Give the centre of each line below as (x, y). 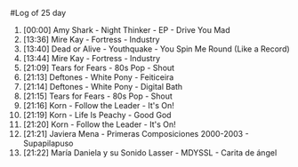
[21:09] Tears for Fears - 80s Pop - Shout (99, 68)
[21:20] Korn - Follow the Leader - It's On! (99, 124)
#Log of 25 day (38, 13)
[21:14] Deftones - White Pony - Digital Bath (103, 87)
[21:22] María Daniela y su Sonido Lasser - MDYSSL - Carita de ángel (150, 153)
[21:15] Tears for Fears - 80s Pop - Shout (97, 96)
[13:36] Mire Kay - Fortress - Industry (91, 40)
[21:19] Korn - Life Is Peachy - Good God (97, 115)
